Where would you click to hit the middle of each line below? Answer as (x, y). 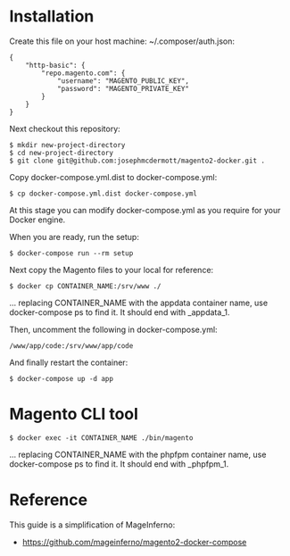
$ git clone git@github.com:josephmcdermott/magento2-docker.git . (137, 161)
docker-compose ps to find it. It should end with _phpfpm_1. (119, 464)
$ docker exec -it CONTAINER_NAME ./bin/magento (101, 438)
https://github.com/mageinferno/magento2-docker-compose (134, 542)
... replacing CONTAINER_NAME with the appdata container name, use (139, 303)
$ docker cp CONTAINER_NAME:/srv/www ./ (86, 286)
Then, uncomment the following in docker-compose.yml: (113, 329)
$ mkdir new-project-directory (67, 145)
